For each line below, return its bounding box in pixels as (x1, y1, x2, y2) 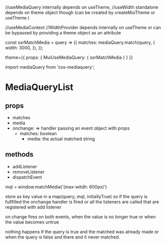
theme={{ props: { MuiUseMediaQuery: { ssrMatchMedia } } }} (5, 54, 133, 60)
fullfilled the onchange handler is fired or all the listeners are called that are (5, 199, 160, 205)
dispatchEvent (12, 174, 42, 180)
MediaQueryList (5, 82, 74, 93)
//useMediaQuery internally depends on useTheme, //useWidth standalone (5, 4, 159, 10)
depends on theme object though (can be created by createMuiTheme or (5, 9, 156, 15)
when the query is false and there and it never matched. (5, 234, 120, 240)
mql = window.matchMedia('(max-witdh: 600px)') (5, 184, 107, 190)
